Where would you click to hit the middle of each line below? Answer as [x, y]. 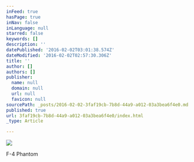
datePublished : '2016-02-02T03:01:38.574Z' [60, 50]
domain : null [27, 88]
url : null [23, 94]
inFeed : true [22, 11]
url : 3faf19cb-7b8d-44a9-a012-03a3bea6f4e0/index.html [75, 115]
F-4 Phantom [22, 154]
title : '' [18, 61]
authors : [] [21, 72]
